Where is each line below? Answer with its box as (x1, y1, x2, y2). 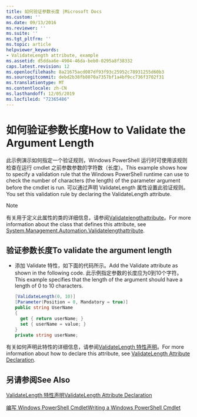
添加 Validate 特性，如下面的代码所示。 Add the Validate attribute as (14, 262, 178, 269)
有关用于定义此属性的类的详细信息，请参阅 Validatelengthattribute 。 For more (6, 214, 191, 221)
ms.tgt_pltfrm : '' (6, 36, 51, 42)
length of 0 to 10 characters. (14, 282, 84, 289)
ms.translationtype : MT (6, 80, 65, 86)
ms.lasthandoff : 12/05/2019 (6, 91, 75, 97)
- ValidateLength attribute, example (6, 52, 99, 58)
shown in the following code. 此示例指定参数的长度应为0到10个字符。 (14, 269, 182, 277)
